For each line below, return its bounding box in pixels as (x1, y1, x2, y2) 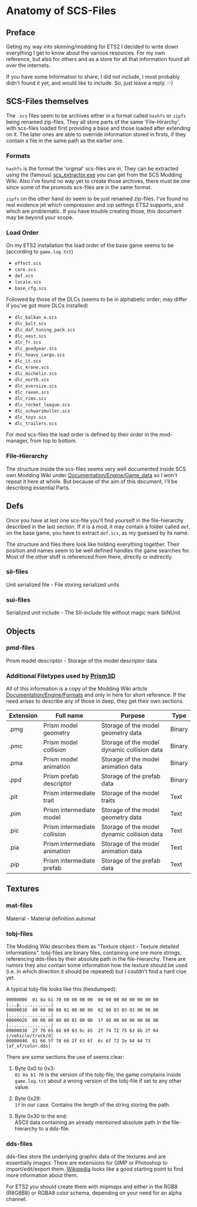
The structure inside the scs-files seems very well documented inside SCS (6, 465, 186, 472)
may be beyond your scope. (6, 214, 74, 221)
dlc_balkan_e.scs (14, 314, 57, 321)
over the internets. (6, 62, 51, 69)
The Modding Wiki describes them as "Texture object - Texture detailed (6, 943, 179, 950)
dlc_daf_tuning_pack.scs (14, 327, 76, 333)
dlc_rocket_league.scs (14, 402, 70, 408)
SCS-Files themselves (6, 96, 89, 106)
